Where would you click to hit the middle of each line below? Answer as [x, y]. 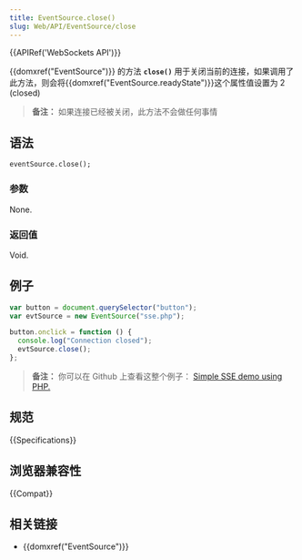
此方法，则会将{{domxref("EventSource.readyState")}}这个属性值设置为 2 [147, 82]
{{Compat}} [31, 494]
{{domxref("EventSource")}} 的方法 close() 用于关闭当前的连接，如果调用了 [151, 71]
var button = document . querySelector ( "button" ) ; [103, 307]
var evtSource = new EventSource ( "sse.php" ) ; [97, 316]
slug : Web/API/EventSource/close [73, 26]
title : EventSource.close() [63, 18]
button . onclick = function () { [70, 332]
